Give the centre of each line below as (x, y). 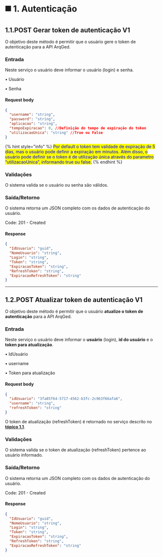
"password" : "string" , (32, 119)
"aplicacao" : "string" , (33, 124)
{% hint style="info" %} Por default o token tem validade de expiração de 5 (80, 146)
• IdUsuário (16, 354)
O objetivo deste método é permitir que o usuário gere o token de (70, 42)
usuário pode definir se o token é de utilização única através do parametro (80, 157)
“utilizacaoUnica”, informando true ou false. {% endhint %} (64, 162)
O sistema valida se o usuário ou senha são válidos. (57, 185)
